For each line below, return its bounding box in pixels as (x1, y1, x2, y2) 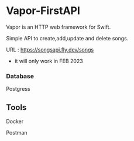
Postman (6, 129, 28, 136)
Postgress (6, 85, 30, 92)
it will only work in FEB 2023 (14, 57, 83, 64)
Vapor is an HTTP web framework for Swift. (6, 23, 111, 30)
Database (6, 72, 34, 80)
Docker (6, 118, 24, 125)
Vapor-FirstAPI (6, 4, 81, 18)
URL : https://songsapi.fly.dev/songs (6, 46, 94, 53)
